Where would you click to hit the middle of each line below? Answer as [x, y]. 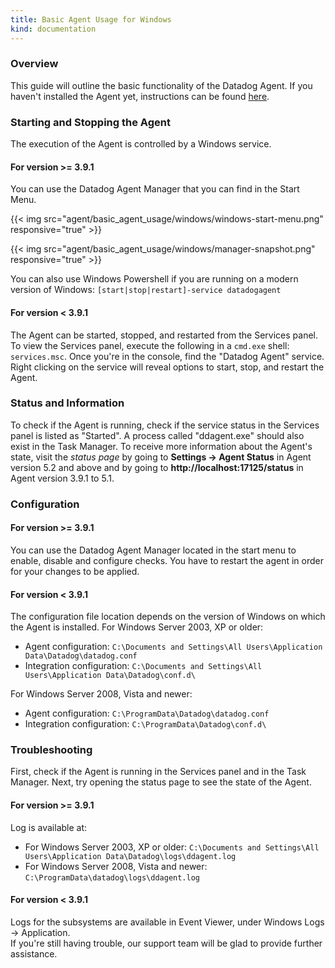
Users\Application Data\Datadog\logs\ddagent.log [130, 856]
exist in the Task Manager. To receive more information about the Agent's [161, 446]
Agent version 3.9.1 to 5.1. [62, 478]
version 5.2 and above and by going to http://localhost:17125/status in [157, 467]
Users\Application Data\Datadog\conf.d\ [110, 676]
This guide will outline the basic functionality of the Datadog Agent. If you [161, 85]
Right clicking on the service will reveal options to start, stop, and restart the [167, 367]
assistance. [34, 953]
